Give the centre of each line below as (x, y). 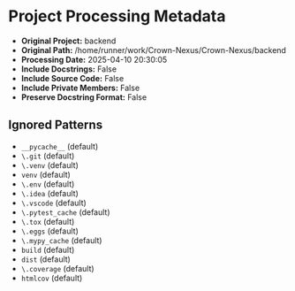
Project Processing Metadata (117, 16)
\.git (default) (48, 156)
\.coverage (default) (57, 268)
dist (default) (46, 259)
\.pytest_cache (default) (66, 212)
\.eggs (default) (49, 231)
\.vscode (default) (54, 203)
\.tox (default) (48, 221)
